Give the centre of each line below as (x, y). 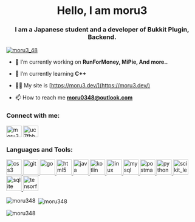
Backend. (102, 37)
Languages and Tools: (39, 149)
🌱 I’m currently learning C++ (51, 74)
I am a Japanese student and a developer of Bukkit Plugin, (102, 30)
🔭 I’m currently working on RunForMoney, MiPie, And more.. (91, 62)
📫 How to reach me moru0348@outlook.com (74, 98)
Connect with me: (33, 116)
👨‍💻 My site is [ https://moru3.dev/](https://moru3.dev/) (83, 86)
